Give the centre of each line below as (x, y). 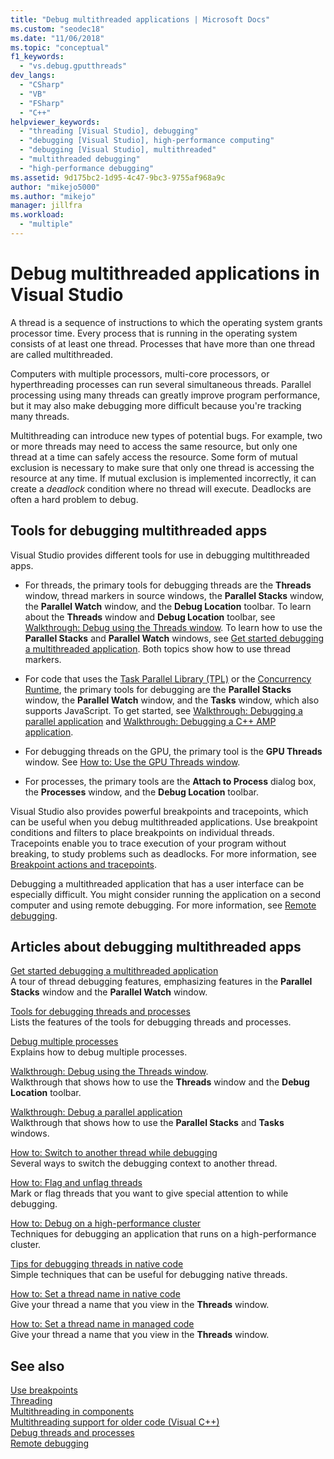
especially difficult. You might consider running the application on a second (166, 894)
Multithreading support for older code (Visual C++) (115, 1422)
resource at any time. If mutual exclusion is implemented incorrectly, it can (163, 478)
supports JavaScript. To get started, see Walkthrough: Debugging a (163, 710)
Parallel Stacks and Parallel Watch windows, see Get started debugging (174, 638)
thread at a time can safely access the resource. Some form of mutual (154, 457)
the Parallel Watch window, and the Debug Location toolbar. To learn (168, 606)
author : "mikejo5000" (55, 187)
